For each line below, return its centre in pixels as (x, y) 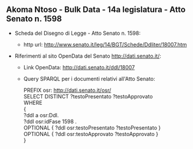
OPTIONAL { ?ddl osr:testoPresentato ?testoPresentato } (92, 128)
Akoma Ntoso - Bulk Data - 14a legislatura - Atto (96, 10)
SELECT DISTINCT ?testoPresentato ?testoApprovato (88, 96)
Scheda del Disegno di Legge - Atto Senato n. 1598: (77, 33)
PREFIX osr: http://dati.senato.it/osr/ (67, 90)
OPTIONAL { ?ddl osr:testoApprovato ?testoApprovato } (91, 134)
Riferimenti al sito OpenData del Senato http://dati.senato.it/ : (88, 56)
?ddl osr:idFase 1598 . (50, 121)
